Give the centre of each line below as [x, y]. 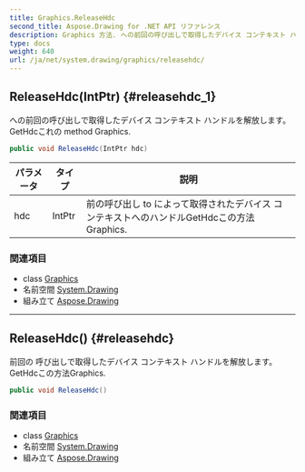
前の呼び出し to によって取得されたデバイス [178, 204]
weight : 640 [32, 52]
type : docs [30, 43]
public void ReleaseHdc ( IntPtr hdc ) [79, 148]
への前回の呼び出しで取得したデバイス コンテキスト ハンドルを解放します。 [150, 120]
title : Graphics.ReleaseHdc [63, 18]
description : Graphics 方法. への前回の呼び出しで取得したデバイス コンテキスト [148, 35]
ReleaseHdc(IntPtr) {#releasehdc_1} [113, 97]
